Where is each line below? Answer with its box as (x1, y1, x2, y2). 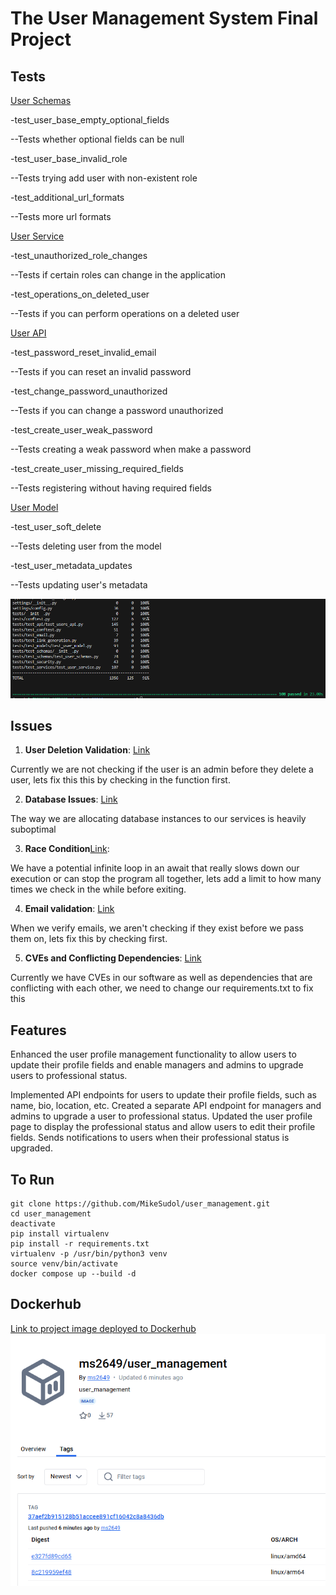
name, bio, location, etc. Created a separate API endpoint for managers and (10, 1100, 322, 1112)
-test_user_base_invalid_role (10, 153, 128, 164)
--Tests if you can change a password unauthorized (10, 405, 224, 416)
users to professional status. (10, 1070, 128, 1082)
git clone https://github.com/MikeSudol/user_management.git (10, 1199, 271, 1209)
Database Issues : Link (24, 793, 118, 806)
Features (10, 1022, 67, 1039)
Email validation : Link (24, 903, 115, 915)
